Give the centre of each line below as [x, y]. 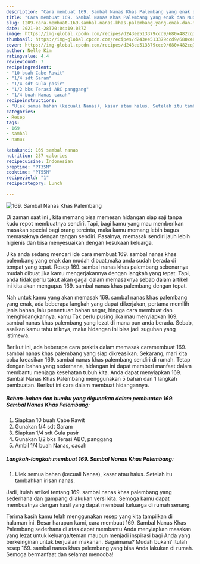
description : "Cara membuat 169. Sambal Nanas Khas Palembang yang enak [98, 12]
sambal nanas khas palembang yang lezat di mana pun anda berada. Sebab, [100, 322]
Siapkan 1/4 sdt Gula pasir [47, 433]
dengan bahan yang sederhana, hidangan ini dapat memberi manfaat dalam [99, 366]
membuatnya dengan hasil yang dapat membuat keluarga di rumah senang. [99, 504]
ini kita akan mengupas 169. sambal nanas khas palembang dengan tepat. [97, 286]
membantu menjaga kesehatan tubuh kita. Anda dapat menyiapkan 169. [94, 372]
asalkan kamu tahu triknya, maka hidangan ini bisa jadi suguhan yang [91, 329]
